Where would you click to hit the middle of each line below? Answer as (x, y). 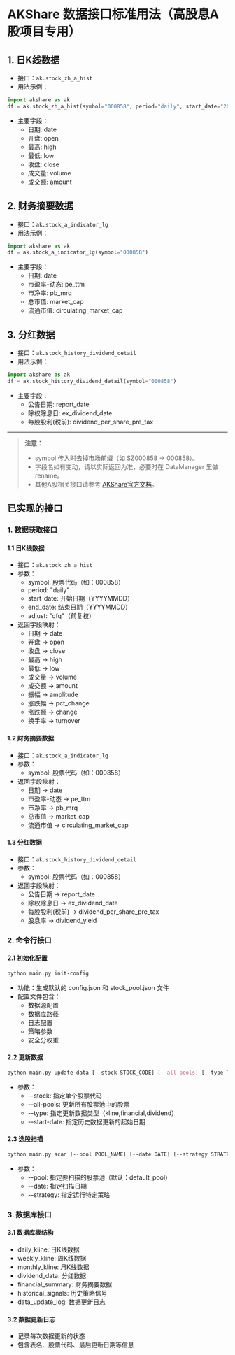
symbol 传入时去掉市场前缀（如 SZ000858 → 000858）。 (117, 458)
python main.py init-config (48, 973)
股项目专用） (44, 32)
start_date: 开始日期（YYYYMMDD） (81, 598)
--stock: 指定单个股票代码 (65, 1096)
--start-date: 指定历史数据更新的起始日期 (86, 1121)
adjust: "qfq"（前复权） (62, 616)
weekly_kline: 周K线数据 (52, 1259)
